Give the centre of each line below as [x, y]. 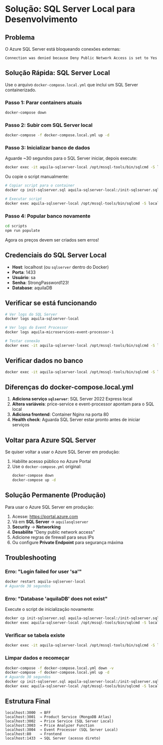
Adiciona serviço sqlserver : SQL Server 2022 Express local [72, 399]
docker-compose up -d [34, 480]
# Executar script [24, 199]
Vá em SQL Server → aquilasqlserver [50, 522]
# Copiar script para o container [40, 186]
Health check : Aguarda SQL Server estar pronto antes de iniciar [76, 420]
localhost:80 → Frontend [33, 734]
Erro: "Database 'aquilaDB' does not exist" [56, 599]
